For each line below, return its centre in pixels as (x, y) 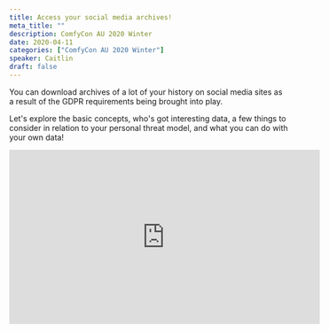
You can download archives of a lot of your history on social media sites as (146, 92)
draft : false (33, 67)
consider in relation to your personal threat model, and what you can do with (149, 127)
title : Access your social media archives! (91, 17)
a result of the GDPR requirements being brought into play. (116, 101)
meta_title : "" (37, 26)
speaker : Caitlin (41, 58)
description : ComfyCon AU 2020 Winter (81, 34)
